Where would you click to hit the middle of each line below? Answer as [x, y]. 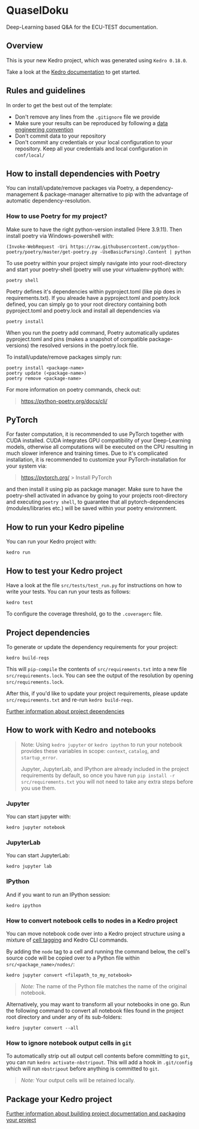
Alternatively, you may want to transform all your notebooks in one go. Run [98, 1004]
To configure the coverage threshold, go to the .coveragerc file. [84, 614]
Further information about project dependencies [65, 711]
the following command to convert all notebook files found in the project [95, 1010]
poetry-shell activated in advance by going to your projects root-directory [97, 496]
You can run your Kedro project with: [51, 542]
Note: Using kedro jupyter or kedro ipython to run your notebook [102, 744]
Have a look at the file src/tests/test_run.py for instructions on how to [94, 585]
